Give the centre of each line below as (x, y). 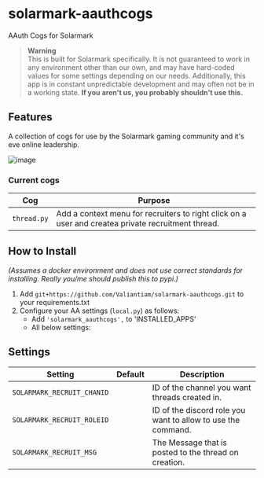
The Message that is (190, 443)
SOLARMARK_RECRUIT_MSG (54, 452)
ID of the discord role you (199, 410)
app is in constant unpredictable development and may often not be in (141, 84)
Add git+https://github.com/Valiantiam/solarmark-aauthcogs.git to (132, 294)
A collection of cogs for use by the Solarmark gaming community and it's (126, 136)
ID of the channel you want (202, 388)
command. (172, 429)
